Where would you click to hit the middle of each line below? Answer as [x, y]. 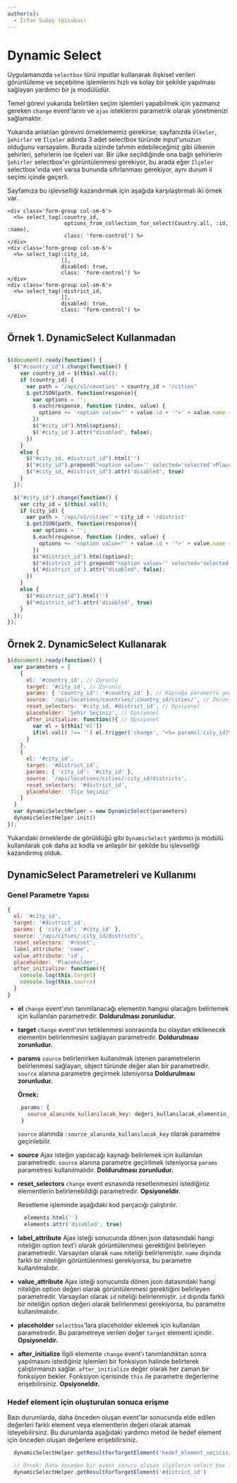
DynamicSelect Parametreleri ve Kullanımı [102, 875]
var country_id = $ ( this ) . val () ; [69, 373]
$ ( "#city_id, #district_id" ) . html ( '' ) [83, 459]
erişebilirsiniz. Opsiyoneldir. [59, 1384]
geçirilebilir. [34, 1142]
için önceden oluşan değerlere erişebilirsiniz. [72, 1440]
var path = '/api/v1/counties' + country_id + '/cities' [111, 386]
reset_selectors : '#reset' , [55, 943]
